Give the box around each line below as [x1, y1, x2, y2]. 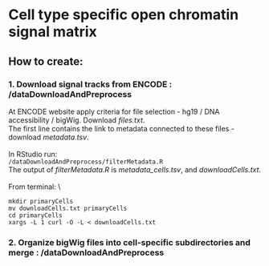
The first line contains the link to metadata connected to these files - [8, 123, 235, 133]
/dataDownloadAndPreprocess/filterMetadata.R [8, 158, 163, 166]
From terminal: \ [8, 182, 61, 191]
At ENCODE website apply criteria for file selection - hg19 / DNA [8, 107, 220, 116]
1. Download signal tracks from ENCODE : [8, 79, 173, 90]
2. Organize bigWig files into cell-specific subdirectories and [8, 236, 251, 248]
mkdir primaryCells [8, 197, 74, 205]
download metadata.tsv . [8, 132, 90, 142]
